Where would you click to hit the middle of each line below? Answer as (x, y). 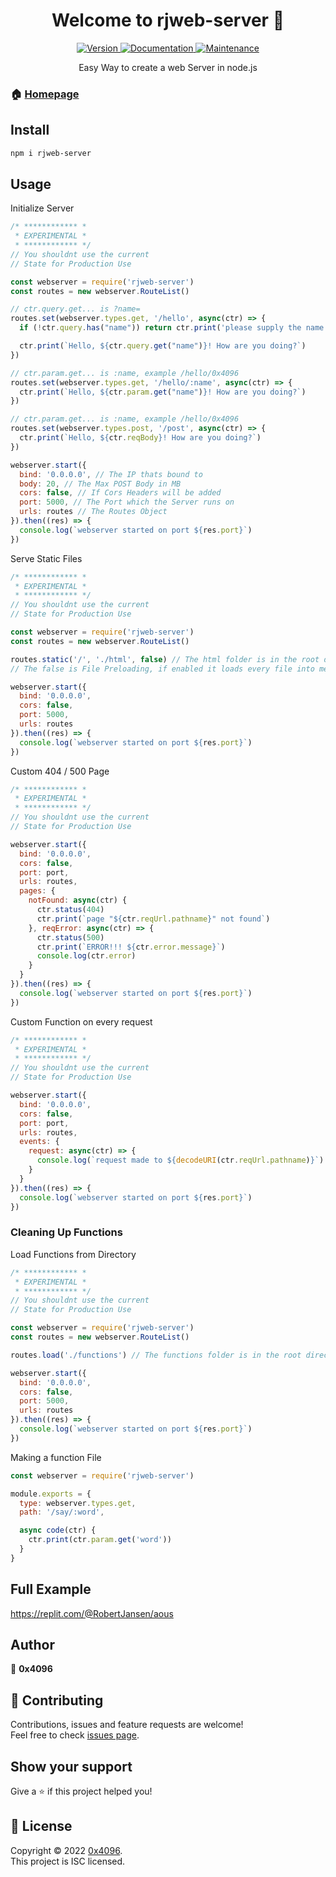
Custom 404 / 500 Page (60, 771)
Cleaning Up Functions (66, 1232)
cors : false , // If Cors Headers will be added (120, 493)
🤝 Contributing (57, 1700)
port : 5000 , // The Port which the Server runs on (127, 502)
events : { (39, 1142)
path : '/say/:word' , (62, 1512)
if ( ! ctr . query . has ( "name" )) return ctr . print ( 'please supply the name (172, 328)
